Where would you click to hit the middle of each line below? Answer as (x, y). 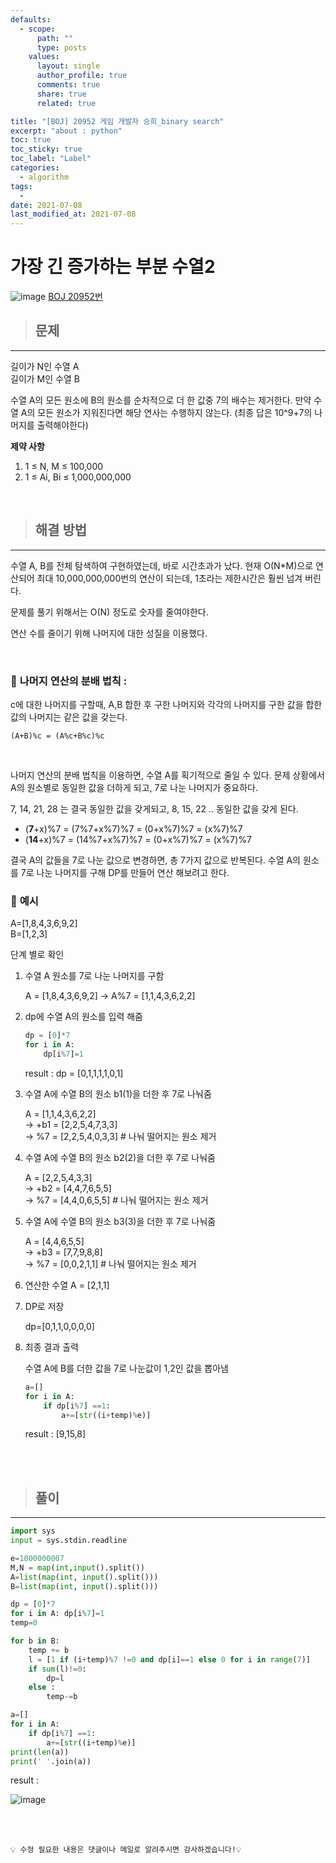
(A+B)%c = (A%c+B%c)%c (57, 736)
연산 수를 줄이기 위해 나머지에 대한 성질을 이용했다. (109, 633)
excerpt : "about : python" (66, 131)
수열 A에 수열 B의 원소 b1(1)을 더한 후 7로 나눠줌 (118, 1093)
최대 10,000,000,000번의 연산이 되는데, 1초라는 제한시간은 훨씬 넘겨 (169, 578)
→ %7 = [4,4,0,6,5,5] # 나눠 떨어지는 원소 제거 (116, 1200)
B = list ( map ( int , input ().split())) (84, 1586)
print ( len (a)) (40, 1752)
